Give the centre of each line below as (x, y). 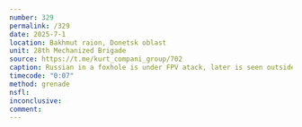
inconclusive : (36, 101)
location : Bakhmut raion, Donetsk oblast (88, 42)
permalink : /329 (40, 26)
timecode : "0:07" (42, 76)
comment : (26, 109)
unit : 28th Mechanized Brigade (68, 51)
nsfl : (19, 92)
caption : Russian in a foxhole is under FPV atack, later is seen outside (152, 68)
